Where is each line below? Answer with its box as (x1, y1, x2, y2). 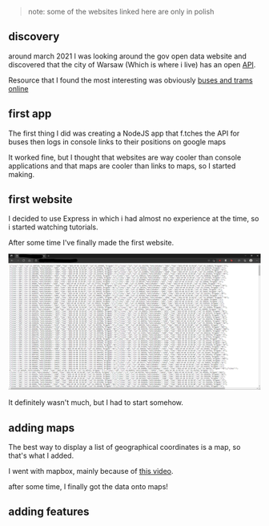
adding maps (8, 421, 75, 435)
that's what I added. (8, 451, 74, 460)
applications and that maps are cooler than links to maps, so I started (8, 160, 236, 171)
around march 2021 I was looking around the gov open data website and (8, 51, 247, 61)
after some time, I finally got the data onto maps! (8, 481, 168, 492)
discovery (8, 30, 60, 43)
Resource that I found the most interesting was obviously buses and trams (8, 75, 254, 85)
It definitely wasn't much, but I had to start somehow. (8, 398, 184, 407)
